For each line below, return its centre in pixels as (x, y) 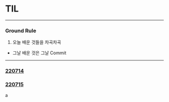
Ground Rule (21, 31)
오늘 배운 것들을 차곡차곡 (37, 42)
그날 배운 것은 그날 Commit (39, 53)
